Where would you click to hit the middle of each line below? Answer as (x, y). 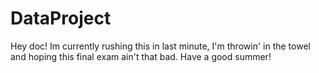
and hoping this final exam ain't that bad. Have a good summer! (141, 56)
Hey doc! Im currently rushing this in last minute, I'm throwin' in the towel (160, 46)
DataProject (61, 18)
